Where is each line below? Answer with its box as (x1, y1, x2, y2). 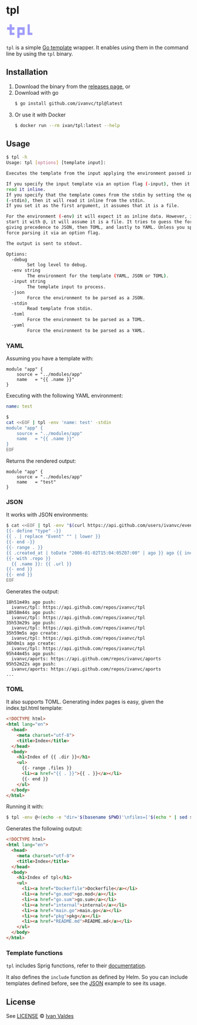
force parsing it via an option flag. (6, 230, 101, 236)
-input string (11, 279, 46, 285)
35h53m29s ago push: (6, 620, 57, 626)
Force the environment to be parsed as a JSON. (27, 295, 145, 301)
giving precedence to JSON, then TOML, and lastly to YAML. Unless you (6, 225, 185, 231)
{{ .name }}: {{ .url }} (11, 561, 72, 567)
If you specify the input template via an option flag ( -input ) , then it (6, 181, 191, 187)
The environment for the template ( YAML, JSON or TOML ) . (27, 273, 169, 279)
